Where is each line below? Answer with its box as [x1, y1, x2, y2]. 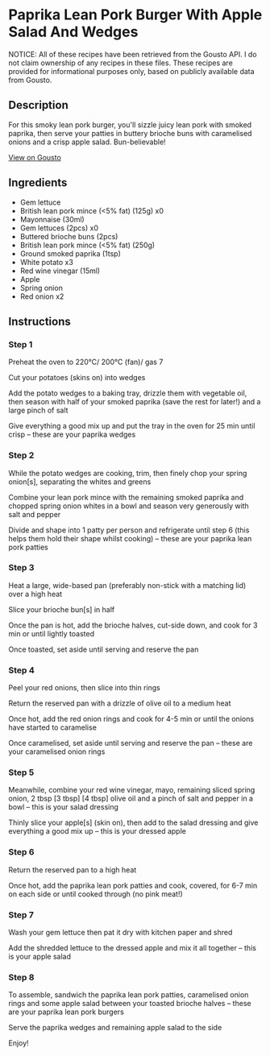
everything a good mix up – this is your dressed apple [8, 826, 187, 836]
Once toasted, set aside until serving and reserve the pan [8, 644, 199, 654]
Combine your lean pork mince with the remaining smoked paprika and [8, 492, 244, 502]
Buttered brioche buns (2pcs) [19, 231, 118, 241]
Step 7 [8, 909, 34, 920]
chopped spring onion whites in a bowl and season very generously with [8, 501, 250, 511]
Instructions [8, 314, 71, 328]
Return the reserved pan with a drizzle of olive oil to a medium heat [8, 698, 231, 708]
